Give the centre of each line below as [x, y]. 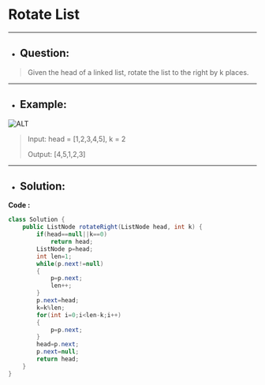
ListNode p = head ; [65, 249]
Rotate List [44, 15]
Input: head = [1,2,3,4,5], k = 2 [77, 139]
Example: [43, 105]
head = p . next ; [58, 345]
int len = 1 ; [54, 256]
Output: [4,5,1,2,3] [56, 154]
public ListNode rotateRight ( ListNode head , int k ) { [112, 227]
